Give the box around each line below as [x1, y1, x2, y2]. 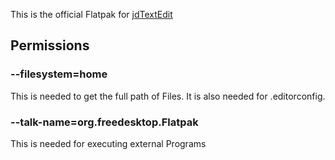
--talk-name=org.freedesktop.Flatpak [10, 115, 199, 129]
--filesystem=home [10, 67, 108, 81]
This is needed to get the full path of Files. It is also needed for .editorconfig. [10, 90, 326, 102]
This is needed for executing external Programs [10, 137, 207, 149]
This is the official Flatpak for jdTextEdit [10, 9, 173, 20]
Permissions [10, 37, 90, 54]
